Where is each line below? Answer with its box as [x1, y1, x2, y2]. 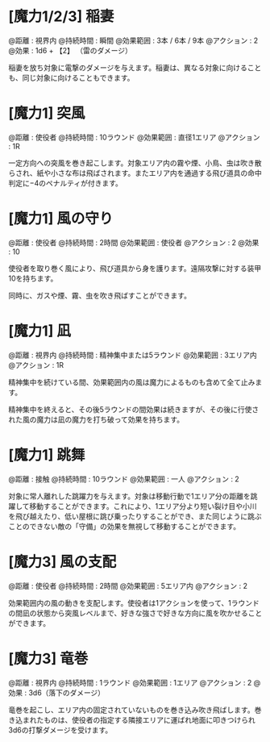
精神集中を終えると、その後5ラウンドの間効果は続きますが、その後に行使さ [8, 404, 260, 414]
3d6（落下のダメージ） [27, 687, 106, 698]
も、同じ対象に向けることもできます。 [8, 73, 135, 82]
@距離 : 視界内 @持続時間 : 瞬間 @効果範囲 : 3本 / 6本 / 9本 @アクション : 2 [8, 35, 259, 45]
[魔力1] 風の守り [8, 210, 114, 228]
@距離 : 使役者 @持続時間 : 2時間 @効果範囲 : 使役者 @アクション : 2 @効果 [8, 237, 260, 247]
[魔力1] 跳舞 [8, 445, 85, 464]
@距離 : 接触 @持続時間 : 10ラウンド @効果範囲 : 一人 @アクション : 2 [8, 473, 239, 484]
